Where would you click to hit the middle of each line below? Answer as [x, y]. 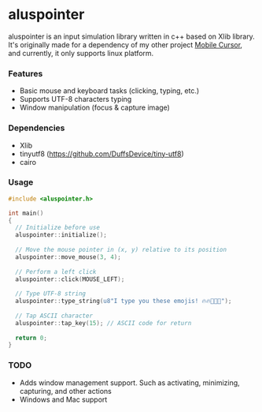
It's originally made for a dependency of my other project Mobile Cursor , [125, 44]
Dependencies [37, 128]
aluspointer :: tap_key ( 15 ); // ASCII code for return [103, 323]
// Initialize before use [58, 228]
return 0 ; [31, 338]
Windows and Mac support [63, 399]
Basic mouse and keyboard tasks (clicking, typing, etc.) [109, 91]
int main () [26, 213]
